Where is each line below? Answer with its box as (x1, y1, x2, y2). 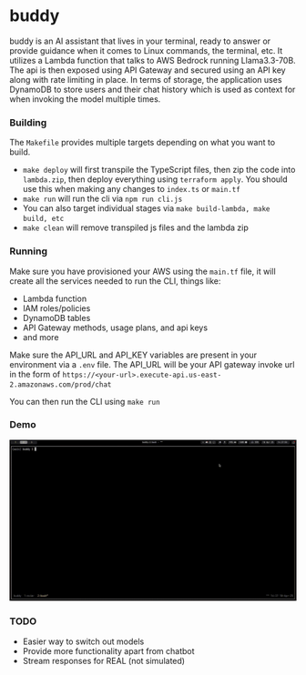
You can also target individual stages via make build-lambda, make (22, 203, 270, 214)
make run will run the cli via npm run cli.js (22, 193, 183, 205)
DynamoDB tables (22, 312, 91, 323)
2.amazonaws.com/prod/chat (9, 379, 112, 389)
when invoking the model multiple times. (9, 93, 161, 105)
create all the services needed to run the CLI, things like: (9, 275, 221, 287)
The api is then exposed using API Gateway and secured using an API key (9, 65, 286, 76)
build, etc (22, 215, 65, 224)
